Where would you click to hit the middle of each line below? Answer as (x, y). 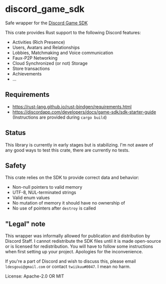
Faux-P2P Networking (35, 58)
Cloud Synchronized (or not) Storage (50, 63)
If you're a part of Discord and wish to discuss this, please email (71, 261)
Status (16, 133)
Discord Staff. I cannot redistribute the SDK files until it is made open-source (83, 241)
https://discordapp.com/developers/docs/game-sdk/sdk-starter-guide (84, 112)
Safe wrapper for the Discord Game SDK (47, 23)
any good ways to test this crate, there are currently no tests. (67, 150)
